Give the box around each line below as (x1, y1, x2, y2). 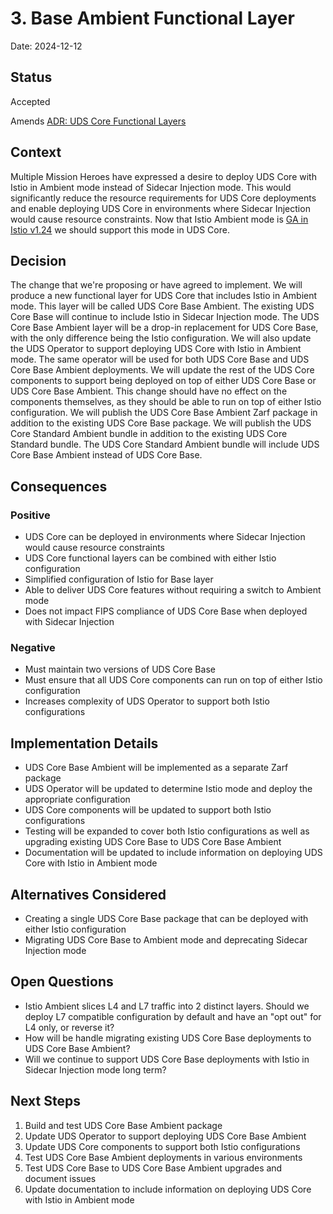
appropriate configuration (24, 793, 131, 806)
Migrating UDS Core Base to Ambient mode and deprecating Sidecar (24, 933, 308, 946)
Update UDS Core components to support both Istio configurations (24, 1140, 301, 1152)
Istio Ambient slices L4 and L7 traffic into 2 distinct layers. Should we (24, 1000, 310, 1012)
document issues (24, 1172, 97, 1184)
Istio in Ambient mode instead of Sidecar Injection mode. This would (10, 181, 292, 193)
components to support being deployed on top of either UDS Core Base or (10, 375, 317, 387)
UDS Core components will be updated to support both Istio (24, 804, 272, 816)
